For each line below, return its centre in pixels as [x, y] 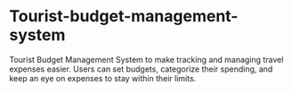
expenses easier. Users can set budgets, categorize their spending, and [141, 69]
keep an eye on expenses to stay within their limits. [103, 78]
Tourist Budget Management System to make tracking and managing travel [146, 59]
